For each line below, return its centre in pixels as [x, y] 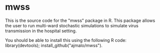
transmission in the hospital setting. [41, 31]
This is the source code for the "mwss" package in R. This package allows [80, 20]
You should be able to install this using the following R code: [66, 40]
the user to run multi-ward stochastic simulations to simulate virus [72, 25]
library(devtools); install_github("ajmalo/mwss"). [54, 45]
